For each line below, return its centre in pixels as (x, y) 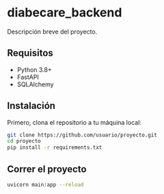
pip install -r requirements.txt (55, 148)
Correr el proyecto (47, 169)
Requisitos (30, 53)
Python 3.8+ (35, 69)
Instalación (31, 106)
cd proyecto (24, 141)
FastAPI (28, 77)
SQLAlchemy (35, 84)
